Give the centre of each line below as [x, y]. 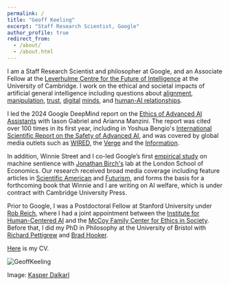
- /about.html [33, 52]
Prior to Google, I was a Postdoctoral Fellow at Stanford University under [110, 206]
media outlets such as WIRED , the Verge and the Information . [93, 143]
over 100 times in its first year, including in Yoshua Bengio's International [110, 128]
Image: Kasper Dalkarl [38, 274]
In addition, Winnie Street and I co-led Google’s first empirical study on [107, 156]
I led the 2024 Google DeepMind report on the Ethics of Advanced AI [105, 113]
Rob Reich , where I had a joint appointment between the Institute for [103, 213]
